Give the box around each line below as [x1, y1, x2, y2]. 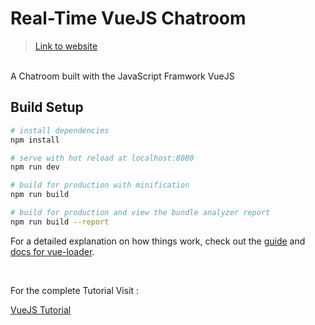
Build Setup [10, 99, 84, 116]
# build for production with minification [10, 180, 190, 191]
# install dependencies [10, 125, 110, 136]
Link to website [34, 40, 98, 52]
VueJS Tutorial [10, 303, 72, 316]
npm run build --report [10, 217, 110, 227]
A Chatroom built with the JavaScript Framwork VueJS [10, 70, 235, 82]
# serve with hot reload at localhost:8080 [10, 153, 195, 163]
